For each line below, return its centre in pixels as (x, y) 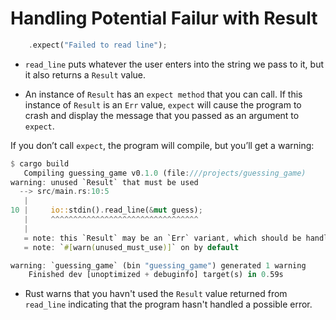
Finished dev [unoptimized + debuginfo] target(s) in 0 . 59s (156, 275)
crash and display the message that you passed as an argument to (162, 115)
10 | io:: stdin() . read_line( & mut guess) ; (106, 210)
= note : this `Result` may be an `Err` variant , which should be (162, 238)
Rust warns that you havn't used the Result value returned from (156, 294)
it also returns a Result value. (85, 74)
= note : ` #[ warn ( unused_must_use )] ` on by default (131, 247)
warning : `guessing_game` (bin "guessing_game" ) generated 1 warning (158, 265)
